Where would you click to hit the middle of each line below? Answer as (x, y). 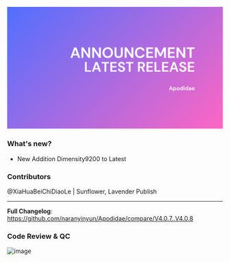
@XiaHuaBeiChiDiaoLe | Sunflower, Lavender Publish (82, 191)
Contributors (29, 176)
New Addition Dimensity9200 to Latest (72, 158)
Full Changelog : (30, 211)
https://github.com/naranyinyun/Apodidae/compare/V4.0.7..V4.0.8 (100, 219)
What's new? (29, 144)
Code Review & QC (39, 237)
